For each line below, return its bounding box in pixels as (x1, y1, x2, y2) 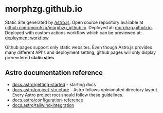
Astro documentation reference (5, 69, 103, 77)
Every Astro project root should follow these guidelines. (12, 92, 124, 97)
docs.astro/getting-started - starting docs (12, 81, 96, 87)
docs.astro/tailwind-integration (12, 102, 74, 108)
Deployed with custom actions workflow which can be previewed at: (5, 30, 142, 35)
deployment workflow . (5, 35, 50, 41)
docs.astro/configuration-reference (12, 97, 84, 103)
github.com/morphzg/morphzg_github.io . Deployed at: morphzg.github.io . (5, 24, 153, 30)
